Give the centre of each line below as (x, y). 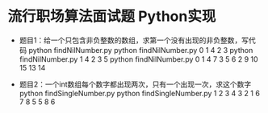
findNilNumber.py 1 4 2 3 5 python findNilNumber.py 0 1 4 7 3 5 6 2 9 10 (139, 59)
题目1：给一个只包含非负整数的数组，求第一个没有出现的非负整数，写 (134, 40)
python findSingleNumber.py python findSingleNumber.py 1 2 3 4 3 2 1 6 (139, 93)
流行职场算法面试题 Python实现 (112, 16)
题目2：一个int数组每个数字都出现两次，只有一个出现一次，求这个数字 (135, 84)
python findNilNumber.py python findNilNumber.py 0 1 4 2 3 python (141, 50)
